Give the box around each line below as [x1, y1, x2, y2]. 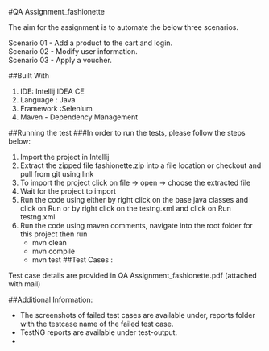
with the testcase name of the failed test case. [19, 319, 174, 328]
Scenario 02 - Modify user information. [8, 47, 139, 56]
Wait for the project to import [19, 186, 117, 196]
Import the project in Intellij [19, 153, 110, 161]
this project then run [19, 229, 88, 239]
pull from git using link [19, 169, 94, 178]
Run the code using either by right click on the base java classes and [19, 195, 249, 204]
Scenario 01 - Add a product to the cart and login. [8, 38, 173, 48]
